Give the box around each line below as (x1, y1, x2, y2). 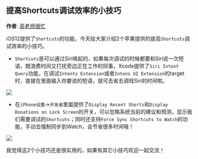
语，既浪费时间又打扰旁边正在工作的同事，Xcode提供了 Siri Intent (14, 62, 179, 69)
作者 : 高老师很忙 (6, 22, 46, 30)
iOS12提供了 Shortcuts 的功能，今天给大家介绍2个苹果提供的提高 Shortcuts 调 (6, 35, 190, 42)
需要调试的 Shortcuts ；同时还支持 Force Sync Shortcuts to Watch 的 (20, 115, 183, 122)
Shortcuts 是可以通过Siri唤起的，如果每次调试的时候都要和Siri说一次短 (14, 55, 184, 62)
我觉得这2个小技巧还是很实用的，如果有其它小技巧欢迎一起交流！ (6, 147, 165, 154)
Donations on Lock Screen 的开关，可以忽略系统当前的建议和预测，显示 (14, 108, 187, 115)
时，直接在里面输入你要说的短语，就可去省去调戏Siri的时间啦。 (14, 77, 168, 84)
